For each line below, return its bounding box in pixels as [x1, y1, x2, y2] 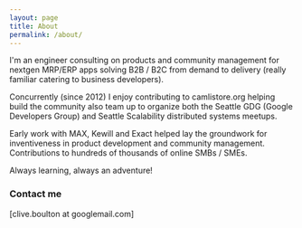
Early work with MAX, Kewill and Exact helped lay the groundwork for [9, 128, 268, 139]
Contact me [9, 187, 62, 200]
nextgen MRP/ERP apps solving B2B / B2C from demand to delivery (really [9, 64, 287, 75]
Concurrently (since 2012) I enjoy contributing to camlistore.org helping [9, 91, 276, 102]
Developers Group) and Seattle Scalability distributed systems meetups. [9, 110, 278, 122]
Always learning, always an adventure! [9, 165, 154, 176]
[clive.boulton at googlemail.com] [9, 208, 135, 219]
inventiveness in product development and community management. [9, 138, 265, 149]
